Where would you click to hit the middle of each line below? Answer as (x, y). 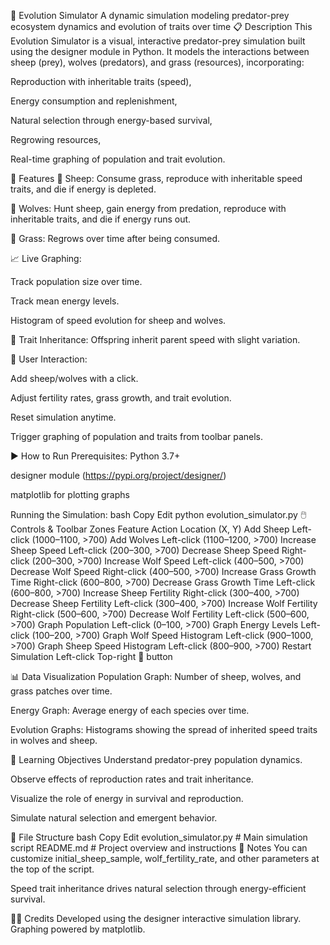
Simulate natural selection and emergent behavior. (114, 818)
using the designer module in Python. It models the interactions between (160, 51)
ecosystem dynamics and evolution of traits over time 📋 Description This (161, 26)
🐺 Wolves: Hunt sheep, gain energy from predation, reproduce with (148, 208)
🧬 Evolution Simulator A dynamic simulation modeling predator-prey (150, 15)
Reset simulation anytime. (63, 417)
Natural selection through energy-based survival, (111, 120)
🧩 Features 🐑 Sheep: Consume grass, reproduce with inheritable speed (156, 178)
